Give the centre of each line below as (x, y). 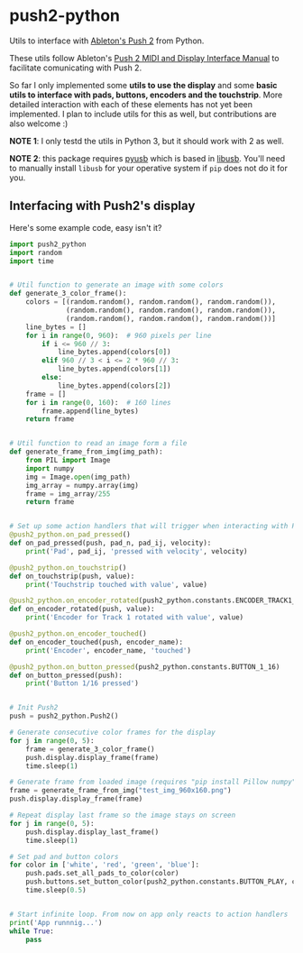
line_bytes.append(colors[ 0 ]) (114, 353)
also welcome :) (39, 124)
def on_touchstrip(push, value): (72, 576)
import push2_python (48, 244)
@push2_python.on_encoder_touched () (78, 634)
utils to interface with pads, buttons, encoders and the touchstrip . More (146, 95)
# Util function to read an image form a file (98, 444)
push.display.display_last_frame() (92, 832)
